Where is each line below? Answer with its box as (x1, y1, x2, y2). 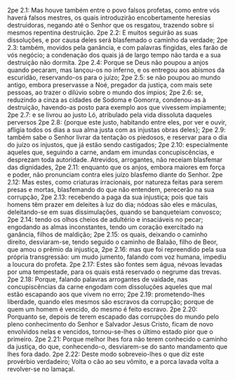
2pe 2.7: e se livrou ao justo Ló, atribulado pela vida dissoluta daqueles (7, 110, 213, 119)
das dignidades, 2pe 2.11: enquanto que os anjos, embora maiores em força (7, 163, 226, 171)
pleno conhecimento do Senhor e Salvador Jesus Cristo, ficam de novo (7, 320, 214, 328)
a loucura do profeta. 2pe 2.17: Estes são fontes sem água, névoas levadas (7, 260, 223, 268)
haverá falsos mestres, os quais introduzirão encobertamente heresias (7, 13, 211, 22)
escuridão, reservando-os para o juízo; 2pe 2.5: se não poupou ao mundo (7, 73, 221, 82)
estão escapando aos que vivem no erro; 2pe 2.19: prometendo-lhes (7, 290, 206, 298)
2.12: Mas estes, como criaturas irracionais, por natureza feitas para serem (7, 178, 223, 186)
